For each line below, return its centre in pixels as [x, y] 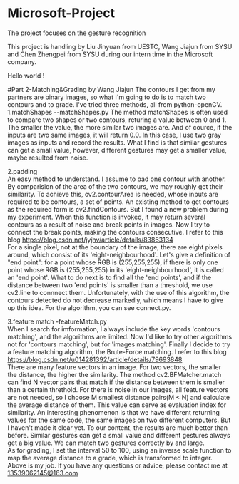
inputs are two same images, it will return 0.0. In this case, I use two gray [114, 135]
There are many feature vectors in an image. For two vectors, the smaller [115, 367]
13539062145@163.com [43, 473]
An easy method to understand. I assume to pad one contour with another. [117, 179]
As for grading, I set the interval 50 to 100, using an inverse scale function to [119, 450]
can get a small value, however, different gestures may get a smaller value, [117, 150]
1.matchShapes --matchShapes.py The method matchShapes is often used [118, 112]
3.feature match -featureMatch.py [57, 321]
